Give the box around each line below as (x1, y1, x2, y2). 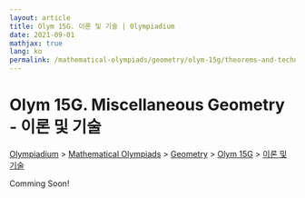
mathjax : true (9, 38, 64, 48)
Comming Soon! (9, 178, 70, 189)
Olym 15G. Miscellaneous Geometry (9, 94, 286, 115)
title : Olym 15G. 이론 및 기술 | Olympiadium (9, 22, 175, 31)
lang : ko (9, 47, 43, 56)
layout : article (9, 13, 71, 23)
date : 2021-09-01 (9, 30, 75, 39)
